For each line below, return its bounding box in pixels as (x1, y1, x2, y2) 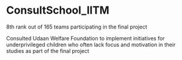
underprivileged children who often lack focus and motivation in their (6, 41, 176, 48)
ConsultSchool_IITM (6, 4, 110, 17)
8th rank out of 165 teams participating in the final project (6, 23, 147, 30)
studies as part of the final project (6, 47, 90, 54)
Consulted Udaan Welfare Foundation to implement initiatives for (6, 34, 165, 42)
